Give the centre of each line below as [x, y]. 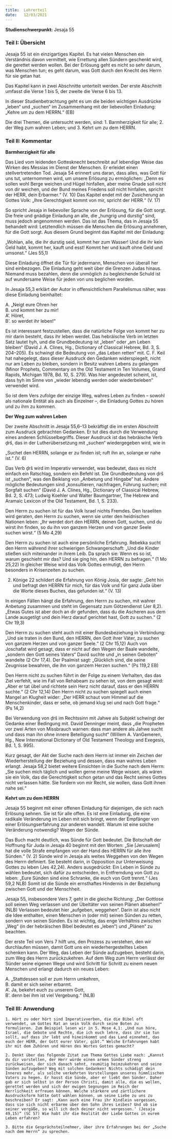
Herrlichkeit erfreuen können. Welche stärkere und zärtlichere [75, 1091]
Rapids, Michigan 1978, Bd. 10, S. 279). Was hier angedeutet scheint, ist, [81, 375]
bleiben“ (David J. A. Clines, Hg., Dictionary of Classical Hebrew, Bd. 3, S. [83, 347]
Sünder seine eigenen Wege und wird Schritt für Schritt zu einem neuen [81, 964]
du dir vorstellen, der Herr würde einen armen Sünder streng [73, 1060]
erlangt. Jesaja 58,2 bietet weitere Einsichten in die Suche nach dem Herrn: [85, 766]
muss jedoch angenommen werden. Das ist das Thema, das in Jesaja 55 [82, 221]
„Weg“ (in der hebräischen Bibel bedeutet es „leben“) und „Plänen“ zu [79, 926]
